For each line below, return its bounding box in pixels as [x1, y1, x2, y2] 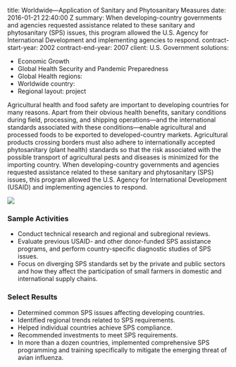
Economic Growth [17, 57, 70, 66]
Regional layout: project [17, 87, 87, 95]
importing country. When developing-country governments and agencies [7, 161, 220, 168]
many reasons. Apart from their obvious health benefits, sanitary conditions [7, 108, 227, 116]
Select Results [7, 292, 58, 302]
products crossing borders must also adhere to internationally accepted [7, 138, 216, 147]
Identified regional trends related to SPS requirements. [17, 316, 176, 324]
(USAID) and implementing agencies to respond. [7, 183, 148, 191]
